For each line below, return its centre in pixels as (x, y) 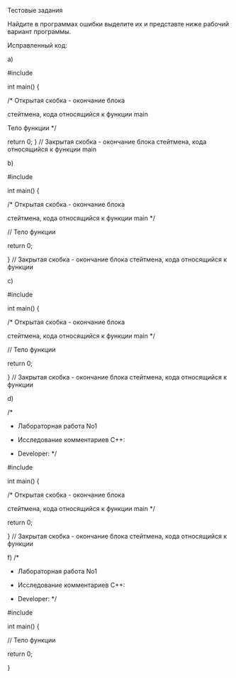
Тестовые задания (35, 10)
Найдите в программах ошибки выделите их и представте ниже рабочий (118, 24)
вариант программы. (39, 32)
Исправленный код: (37, 45)
